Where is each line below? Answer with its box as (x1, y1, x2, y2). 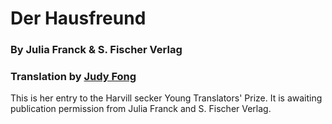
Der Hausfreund (10, 7, 147, 30)
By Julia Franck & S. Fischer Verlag (10, 43, 183, 57)
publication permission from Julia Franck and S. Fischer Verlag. (10, 103, 272, 115)
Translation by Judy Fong (10, 70, 137, 84)
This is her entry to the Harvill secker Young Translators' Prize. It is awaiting (10, 92, 323, 104)
